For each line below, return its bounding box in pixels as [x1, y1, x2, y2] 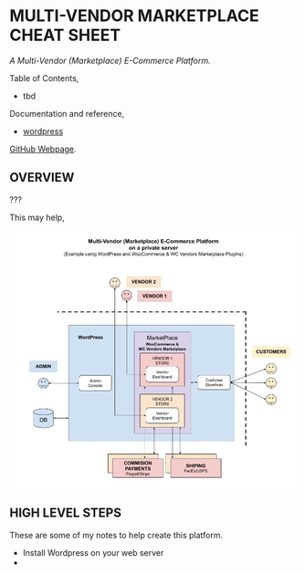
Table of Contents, [9, 72, 79, 83]
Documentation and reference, [9, 108, 125, 119]
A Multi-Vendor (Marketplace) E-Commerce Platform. [9, 55, 212, 66]
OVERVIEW [9, 170, 75, 185]
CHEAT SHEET [9, 25, 121, 46]
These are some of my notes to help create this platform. [9, 529, 224, 540]
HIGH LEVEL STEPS [9, 506, 121, 521]
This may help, [9, 212, 66, 223]
